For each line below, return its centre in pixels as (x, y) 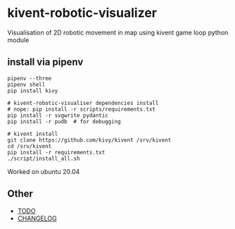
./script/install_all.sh (44, 159)
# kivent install (33, 134)
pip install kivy (33, 91)
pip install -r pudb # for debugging (64, 121)
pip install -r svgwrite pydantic (58, 115)
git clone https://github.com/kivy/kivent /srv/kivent (89, 140)
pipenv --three (30, 78)
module (18, 39)
